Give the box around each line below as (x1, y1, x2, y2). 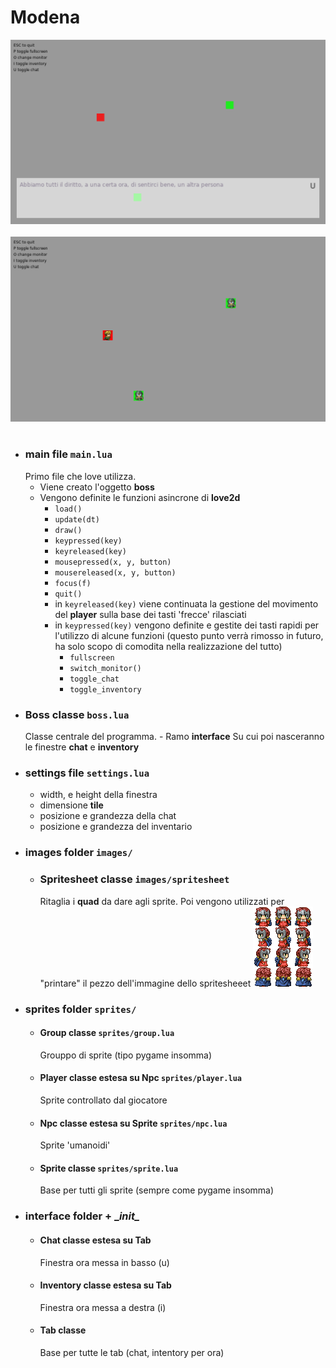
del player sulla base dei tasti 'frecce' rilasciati (54, 608, 247, 620)
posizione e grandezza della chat (39, 810, 177, 822)
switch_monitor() (69, 663, 142, 673)
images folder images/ (24, 846, 133, 860)
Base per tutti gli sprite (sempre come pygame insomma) (39, 1184, 275, 1196)
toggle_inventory (69, 684, 142, 695)
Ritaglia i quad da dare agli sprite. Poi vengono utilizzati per (39, 895, 285, 907)
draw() (54, 525, 83, 535)
